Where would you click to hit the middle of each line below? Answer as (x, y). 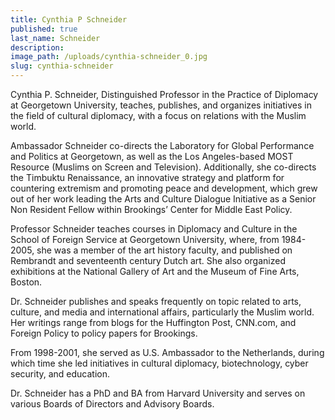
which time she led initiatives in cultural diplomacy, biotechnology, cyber (159, 363)
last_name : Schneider (55, 38)
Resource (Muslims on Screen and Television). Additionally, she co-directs (163, 167)
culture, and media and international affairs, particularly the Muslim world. (162, 312)
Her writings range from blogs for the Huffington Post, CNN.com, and (153, 322)
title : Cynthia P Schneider (69, 19)
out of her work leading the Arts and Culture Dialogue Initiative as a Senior (163, 199)
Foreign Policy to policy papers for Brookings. (104, 333)
